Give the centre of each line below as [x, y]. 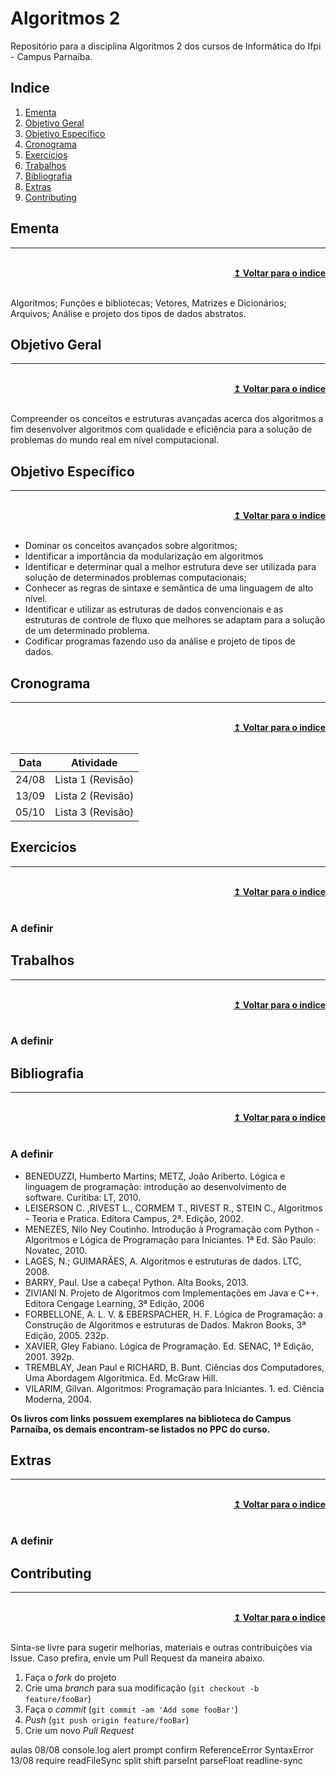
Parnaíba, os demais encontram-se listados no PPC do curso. [140, 1429]
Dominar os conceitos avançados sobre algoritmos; [131, 546]
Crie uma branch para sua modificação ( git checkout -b [142, 1688]
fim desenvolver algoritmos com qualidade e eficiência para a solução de [161, 429]
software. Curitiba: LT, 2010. [83, 1197]
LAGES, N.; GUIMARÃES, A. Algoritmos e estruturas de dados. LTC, [163, 1261]
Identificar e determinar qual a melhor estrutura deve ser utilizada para [170, 567]
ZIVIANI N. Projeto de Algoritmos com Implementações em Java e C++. [172, 1293]
